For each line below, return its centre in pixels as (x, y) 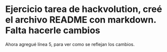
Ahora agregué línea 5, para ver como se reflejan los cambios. (70, 44)
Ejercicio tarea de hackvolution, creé (84, 9)
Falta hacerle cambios (53, 30)
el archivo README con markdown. (81, 20)
